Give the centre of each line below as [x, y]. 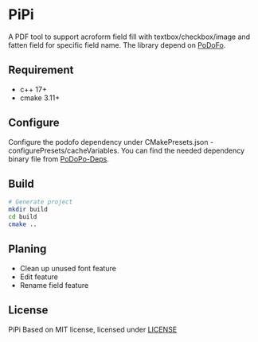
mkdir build [28, 210]
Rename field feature [54, 285]
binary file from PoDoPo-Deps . [59, 159]
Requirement [41, 70]
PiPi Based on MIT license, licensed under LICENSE [93, 329]
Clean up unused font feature [68, 268]
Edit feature [39, 277]
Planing [27, 249]
